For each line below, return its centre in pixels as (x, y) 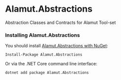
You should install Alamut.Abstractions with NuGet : (57, 46)
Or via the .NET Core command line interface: (51, 64)
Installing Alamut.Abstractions (43, 35)
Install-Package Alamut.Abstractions (44, 55)
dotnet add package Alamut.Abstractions (47, 73)
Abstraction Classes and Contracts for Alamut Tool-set (60, 22)
